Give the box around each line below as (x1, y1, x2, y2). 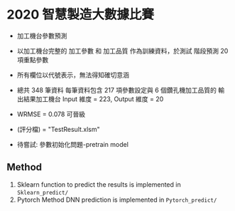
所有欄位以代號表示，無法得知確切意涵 (16, 71, 129, 79)
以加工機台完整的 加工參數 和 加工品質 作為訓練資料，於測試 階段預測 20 (16, 46, 229, 55)
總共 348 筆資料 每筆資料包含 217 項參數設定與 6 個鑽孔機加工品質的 (16, 86, 217, 94)
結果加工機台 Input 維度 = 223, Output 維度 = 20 (23, 94, 164, 103)
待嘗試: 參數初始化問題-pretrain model (16, 140, 129, 148)
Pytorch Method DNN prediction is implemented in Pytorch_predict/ (16, 195, 217, 204)
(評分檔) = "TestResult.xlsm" (16, 125, 100, 133)
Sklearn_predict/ (16, 189, 69, 196)
